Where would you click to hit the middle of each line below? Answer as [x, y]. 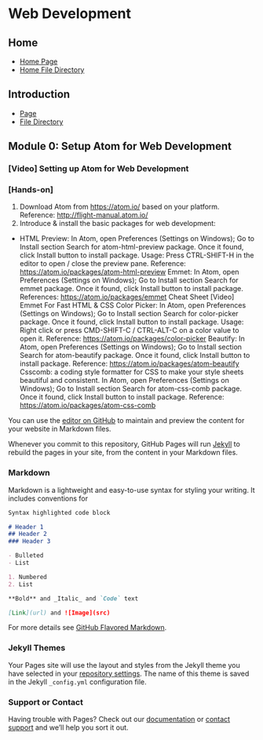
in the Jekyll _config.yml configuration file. [77, 682]
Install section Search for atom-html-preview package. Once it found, [131, 247]
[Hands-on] [31, 190]
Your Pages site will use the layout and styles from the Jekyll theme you [124, 665]
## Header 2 [27, 534]
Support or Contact [46, 702]
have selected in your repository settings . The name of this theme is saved [129, 673]
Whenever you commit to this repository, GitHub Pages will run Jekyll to [124, 444]
